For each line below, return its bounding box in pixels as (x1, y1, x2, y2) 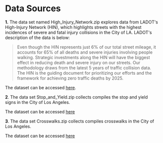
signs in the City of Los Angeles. (5, 99, 70, 105)
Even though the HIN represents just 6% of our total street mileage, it (17, 44, 156, 50)
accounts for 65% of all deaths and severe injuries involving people (17, 49, 153, 55)
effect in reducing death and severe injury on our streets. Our (17, 60, 141, 65)
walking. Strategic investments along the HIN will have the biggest (17, 54, 150, 60)
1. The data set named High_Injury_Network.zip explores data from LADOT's (5, 19, 159, 25)
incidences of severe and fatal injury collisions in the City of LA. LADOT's (5, 29, 152, 35)
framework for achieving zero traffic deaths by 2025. (17, 75, 123, 81)
